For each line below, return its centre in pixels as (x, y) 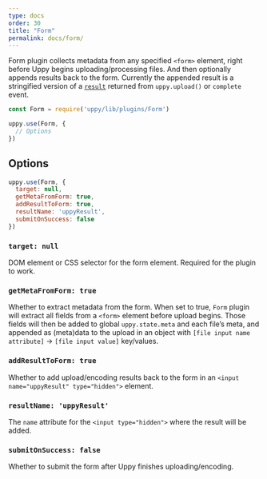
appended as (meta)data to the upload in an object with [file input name (129, 333)
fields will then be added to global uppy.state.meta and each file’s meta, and (134, 324)
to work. (22, 271)
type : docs (26, 16)
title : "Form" (32, 30)
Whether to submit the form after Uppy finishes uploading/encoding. (121, 467)
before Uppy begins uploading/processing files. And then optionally (120, 70)
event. (19, 95)
